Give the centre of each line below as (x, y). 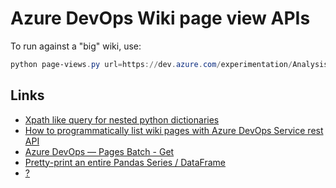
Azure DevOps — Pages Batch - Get (99, 151)
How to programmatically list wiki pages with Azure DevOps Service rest (174, 130)
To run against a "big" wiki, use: (76, 46)
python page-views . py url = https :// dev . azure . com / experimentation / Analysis (169, 64)
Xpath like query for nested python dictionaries (122, 119)
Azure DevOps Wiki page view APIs (160, 18)
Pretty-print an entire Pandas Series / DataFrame (125, 162)
